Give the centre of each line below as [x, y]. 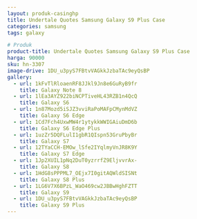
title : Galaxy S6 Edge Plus [60, 128]
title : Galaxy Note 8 [50, 90]
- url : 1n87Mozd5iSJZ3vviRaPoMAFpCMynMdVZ [75, 109]
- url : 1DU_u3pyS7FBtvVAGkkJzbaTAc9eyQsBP [75, 199]
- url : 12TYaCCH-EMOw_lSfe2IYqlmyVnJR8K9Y [75, 148]
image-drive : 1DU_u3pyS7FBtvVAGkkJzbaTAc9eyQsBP [78, 71]
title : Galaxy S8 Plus [52, 180]
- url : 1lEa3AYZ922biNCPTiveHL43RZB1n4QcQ [75, 96]
